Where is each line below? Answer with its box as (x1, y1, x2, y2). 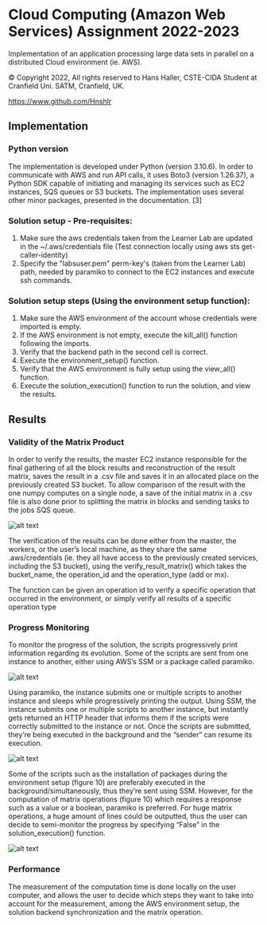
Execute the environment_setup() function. (19, 356, 160, 365)
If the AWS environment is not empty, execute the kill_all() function (19, 330, 238, 340)
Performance (8, 864, 61, 875)
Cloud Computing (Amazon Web (8, 6, 226, 24)
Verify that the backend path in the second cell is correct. (19, 348, 208, 357)
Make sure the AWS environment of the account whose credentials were (19, 313, 257, 323)
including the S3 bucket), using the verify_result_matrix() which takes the (8, 561, 247, 570)
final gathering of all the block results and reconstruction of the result (8, 463, 236, 472)
